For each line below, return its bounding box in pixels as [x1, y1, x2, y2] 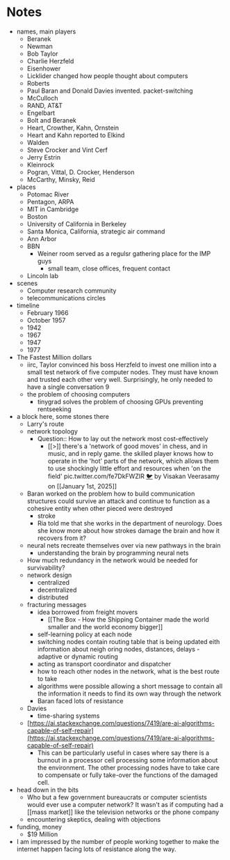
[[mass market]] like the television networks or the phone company [26, 808, 220, 816]
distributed [37, 593, 69, 601]
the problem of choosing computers [26, 390, 130, 398]
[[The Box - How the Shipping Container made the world [47, 615, 210, 624]
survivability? [26, 563, 65, 571]
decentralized [37, 585, 77, 594]
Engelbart [26, 109, 56, 117]
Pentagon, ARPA [26, 197, 74, 206]
